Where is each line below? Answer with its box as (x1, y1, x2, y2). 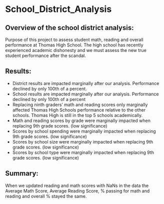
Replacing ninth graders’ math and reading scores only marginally (12, 101, 148, 107)
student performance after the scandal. (5, 52, 86, 58)
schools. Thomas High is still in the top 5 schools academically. (12, 112, 143, 118)
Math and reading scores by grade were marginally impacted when (12, 117, 151, 123)
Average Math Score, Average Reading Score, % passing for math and (5, 187, 150, 193)
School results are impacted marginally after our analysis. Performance (12, 91, 159, 97)
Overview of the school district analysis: (5, 23, 134, 32)
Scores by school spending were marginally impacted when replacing (12, 128, 156, 134)
